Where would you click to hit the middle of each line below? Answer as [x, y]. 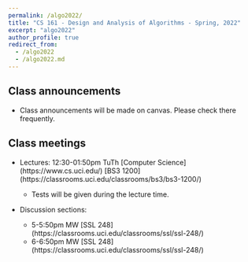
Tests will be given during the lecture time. [100, 194]
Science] [172, 162]
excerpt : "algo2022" [42, 30]
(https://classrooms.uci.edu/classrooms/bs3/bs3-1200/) [111, 179]
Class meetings [47, 144]
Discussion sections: [53, 209]
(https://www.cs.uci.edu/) [61, 171]
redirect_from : [33, 45]
